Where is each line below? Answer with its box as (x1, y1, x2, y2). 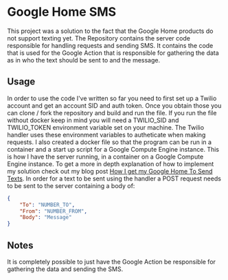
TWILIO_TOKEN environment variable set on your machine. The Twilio (7, 123, 205, 131)
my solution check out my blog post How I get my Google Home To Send (7, 167, 213, 175)
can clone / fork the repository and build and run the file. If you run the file (7, 108, 217, 117)
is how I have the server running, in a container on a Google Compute (7, 152, 204, 161)
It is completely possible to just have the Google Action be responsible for (7, 257, 216, 266)
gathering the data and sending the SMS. (7, 265, 124, 273)
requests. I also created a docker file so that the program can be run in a (7, 138, 212, 146)
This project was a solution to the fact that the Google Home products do (7, 27, 214, 35)
